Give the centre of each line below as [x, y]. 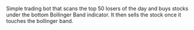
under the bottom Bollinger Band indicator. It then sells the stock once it [94, 15]
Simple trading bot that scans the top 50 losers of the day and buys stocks [97, 9]
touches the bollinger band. [40, 21]
